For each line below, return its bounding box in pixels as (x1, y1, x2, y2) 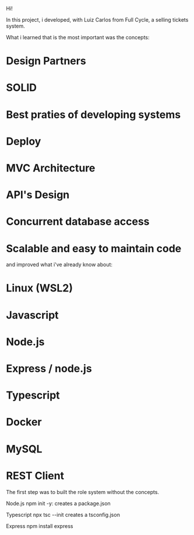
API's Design (6, 188, 70, 201)
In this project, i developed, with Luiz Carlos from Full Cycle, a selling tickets (6, 16, 189, 23)
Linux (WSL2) (6, 282, 73, 295)
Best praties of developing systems (6, 108, 181, 121)
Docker (6, 416, 42, 429)
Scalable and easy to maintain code (6, 242, 182, 255)
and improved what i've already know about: (6, 261, 112, 268)
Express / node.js (6, 362, 92, 375)
